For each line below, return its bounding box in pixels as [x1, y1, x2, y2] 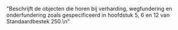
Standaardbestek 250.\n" [6, 18, 71, 25]
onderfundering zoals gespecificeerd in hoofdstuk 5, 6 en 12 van [6, 11, 170, 19]
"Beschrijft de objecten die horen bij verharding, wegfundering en [6, 5, 173, 12]
